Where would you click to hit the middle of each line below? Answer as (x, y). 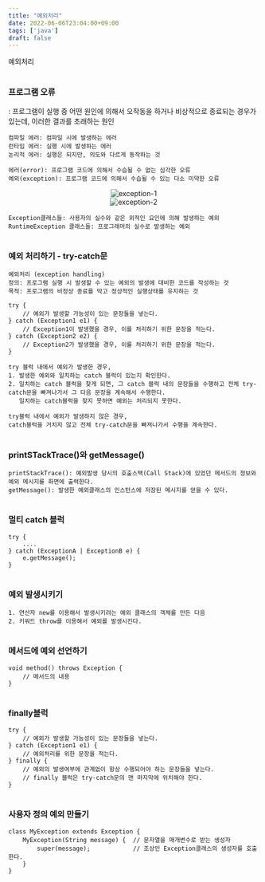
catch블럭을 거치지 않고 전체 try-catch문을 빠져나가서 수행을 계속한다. (113, 425)
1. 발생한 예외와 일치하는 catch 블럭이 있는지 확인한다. (90, 376)
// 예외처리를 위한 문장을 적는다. (70, 754)
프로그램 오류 (32, 93)
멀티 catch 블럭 (37, 520)
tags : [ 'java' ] (33, 30)
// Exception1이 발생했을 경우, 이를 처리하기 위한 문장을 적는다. (119, 329)
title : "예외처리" (35, 16)
